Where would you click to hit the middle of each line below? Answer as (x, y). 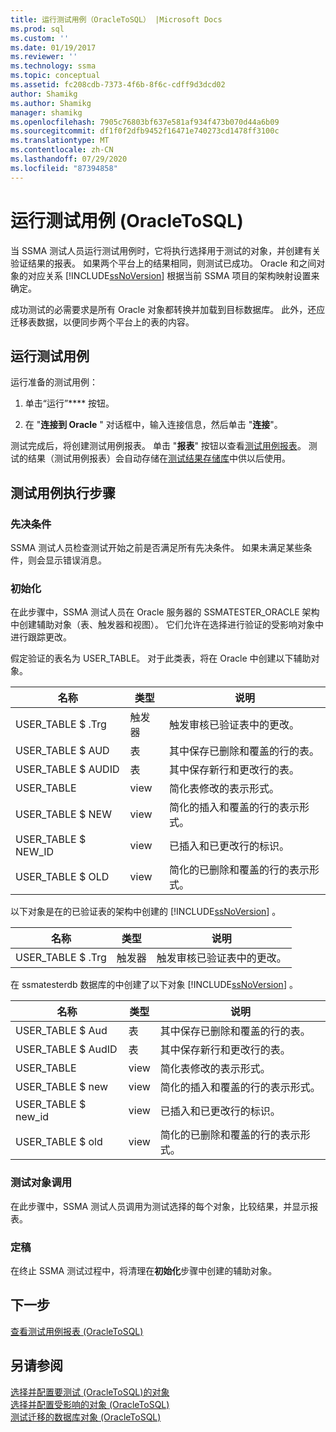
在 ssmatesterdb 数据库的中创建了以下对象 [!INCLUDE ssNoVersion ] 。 (154, 985)
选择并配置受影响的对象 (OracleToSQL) (90, 1404)
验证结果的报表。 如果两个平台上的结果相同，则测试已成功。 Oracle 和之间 (163, 263)
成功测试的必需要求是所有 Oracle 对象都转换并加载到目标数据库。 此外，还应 (168, 309)
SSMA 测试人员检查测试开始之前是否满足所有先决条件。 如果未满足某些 (157, 548)
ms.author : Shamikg (51, 103)
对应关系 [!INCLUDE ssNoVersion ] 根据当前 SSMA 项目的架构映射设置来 (173, 275)
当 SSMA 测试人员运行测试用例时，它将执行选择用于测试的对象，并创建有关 (166, 250)
